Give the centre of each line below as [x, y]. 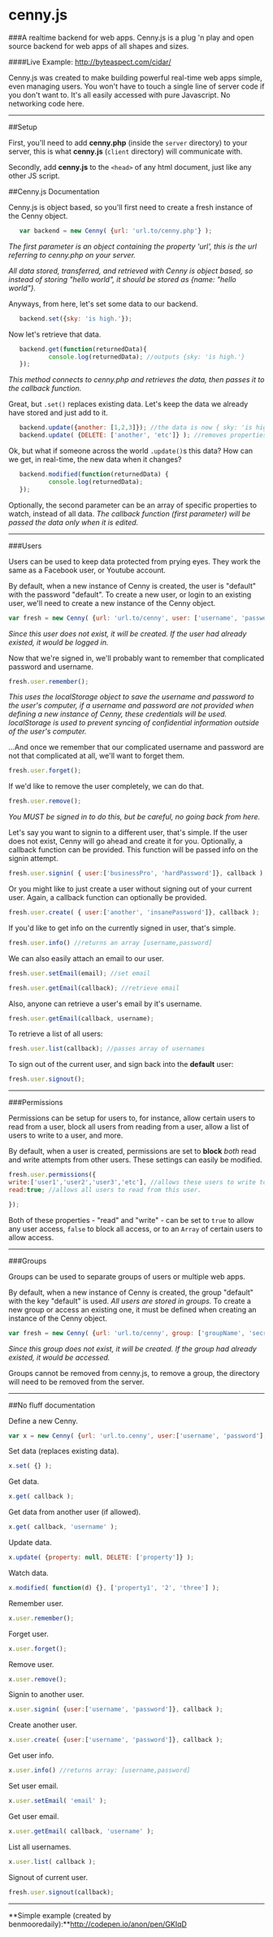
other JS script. [34, 176]
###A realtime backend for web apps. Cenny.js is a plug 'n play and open [131, 37]
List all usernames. [40, 1847]
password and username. [51, 666]
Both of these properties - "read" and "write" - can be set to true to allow [131, 1220]
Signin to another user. [46, 1695]
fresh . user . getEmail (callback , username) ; [81, 1018]
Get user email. [34, 1816]
